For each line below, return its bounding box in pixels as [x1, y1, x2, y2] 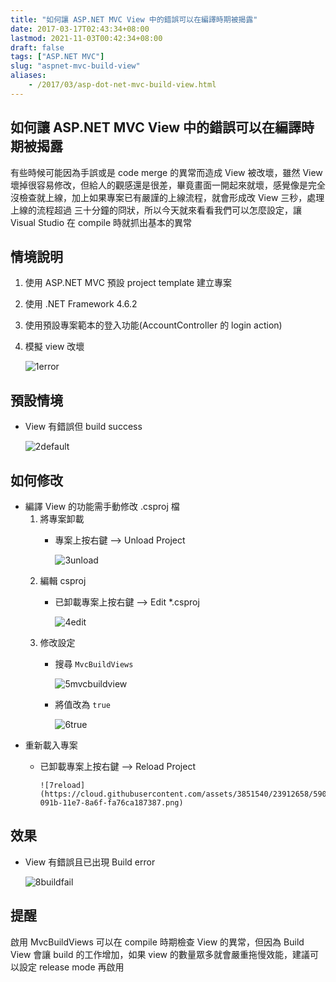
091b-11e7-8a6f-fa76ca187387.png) [39, 798, 184, 808]
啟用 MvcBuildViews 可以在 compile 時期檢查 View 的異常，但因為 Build [10, 936, 305, 948]
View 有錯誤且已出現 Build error [24, 856, 156, 868]
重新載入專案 [24, 739, 78, 751]
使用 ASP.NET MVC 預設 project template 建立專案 [24, 277, 233, 289]
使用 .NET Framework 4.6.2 [24, 298, 138, 310]
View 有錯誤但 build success [24, 421, 143, 433]
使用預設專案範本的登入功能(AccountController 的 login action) [24, 319, 283, 331]
